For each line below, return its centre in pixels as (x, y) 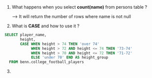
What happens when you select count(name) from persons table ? (79, 7)
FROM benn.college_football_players (46, 62)
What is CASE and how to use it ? (46, 26)
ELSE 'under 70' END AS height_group (70, 58)
